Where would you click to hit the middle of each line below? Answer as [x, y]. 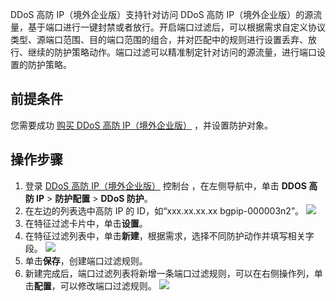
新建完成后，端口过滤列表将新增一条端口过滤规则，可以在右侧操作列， [169, 273]
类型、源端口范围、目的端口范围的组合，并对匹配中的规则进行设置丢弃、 [159, 39]
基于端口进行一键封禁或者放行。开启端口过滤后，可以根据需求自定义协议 [176, 27]
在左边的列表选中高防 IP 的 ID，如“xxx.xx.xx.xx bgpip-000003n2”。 [164, 210]
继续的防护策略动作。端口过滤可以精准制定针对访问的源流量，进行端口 [172, 52]
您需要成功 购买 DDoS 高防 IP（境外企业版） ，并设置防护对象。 [141, 125]
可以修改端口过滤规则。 [108, 285]
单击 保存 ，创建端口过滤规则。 [86, 260]
